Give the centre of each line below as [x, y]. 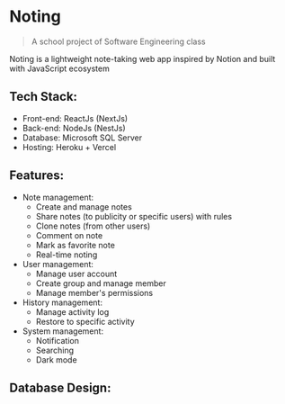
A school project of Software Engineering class [118, 41]
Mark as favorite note [75, 245]
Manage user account [76, 274]
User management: [58, 264]
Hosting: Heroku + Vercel [69, 147]
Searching [55, 350]
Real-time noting [67, 255]
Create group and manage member [101, 283]
